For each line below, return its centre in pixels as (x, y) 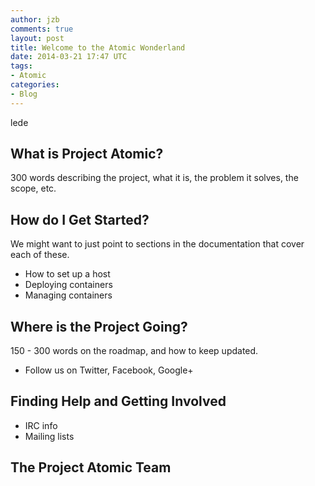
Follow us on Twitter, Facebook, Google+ (109, 370)
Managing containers (68, 295)
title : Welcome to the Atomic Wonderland (98, 47)
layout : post (37, 38)
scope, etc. (33, 188)
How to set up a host (67, 274)
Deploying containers (68, 285)
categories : (35, 85)
